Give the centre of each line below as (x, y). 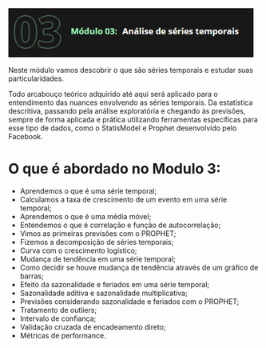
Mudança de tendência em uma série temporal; (97, 258)
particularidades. (36, 78)
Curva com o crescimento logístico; (78, 250)
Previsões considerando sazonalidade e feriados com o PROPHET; (129, 301)
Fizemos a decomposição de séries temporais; (97, 242)
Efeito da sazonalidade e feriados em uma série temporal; (115, 284)
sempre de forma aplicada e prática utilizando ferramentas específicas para (133, 120)
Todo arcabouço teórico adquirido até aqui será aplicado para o (113, 94)
